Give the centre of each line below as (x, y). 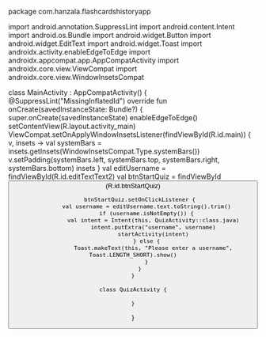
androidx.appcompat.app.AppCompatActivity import (94, 60)
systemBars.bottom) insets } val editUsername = (87, 168)
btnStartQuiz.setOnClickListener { (140, 200)
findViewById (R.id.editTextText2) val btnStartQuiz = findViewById (115, 176)
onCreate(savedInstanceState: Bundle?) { (76, 109)
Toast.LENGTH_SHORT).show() (133, 255)
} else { (147, 241)
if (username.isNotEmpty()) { (146, 214)
